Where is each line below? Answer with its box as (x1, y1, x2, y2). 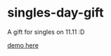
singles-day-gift (7, 5, 104, 21)
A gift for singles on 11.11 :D (7, 28, 85, 36)
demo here (7, 41, 39, 49)
